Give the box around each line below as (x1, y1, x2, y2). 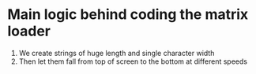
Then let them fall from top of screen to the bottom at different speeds (18, 57, 248, 66)
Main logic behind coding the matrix (7, 6, 249, 24)
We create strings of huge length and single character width (18, 48, 215, 57)
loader (7, 22, 51, 40)
